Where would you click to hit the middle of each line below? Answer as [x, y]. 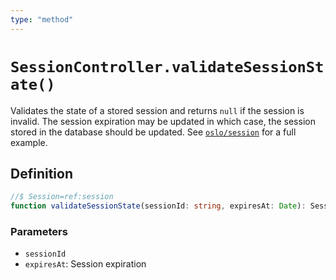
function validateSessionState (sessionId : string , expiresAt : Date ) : [158, 206]
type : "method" [42, 19]
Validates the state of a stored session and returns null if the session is [157, 110]
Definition [41, 173]
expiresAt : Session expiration [85, 264]
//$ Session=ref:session [62, 197]
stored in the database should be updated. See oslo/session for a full [153, 132]
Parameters [39, 232]
